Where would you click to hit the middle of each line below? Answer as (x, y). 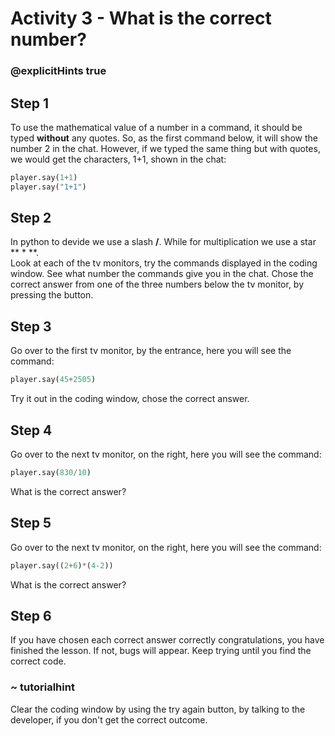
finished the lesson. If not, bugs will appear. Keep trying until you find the (161, 651)
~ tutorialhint (42, 687)
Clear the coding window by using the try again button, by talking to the (158, 709)
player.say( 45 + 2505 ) (53, 380)
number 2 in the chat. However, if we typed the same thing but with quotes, (165, 148)
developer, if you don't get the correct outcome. (109, 719)
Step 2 (31, 218)
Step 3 (31, 326)
